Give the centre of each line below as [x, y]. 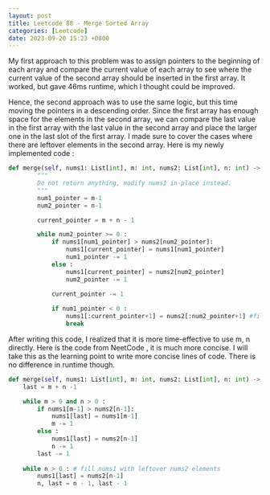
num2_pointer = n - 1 [70, 206]
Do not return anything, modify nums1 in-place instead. [134, 183]
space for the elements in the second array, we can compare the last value [132, 119]
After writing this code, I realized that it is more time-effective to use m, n [129, 339]
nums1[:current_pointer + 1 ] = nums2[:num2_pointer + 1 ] [156, 317]
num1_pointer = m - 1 [70, 198]
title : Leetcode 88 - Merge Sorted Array [79, 23]
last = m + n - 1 [50, 387]
